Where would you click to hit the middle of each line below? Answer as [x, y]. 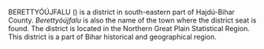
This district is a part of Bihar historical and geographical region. [112, 37]
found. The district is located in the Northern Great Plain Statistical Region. [129, 28]
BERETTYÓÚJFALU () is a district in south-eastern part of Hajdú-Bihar [121, 12]
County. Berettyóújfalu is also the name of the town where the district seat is [132, 20]
